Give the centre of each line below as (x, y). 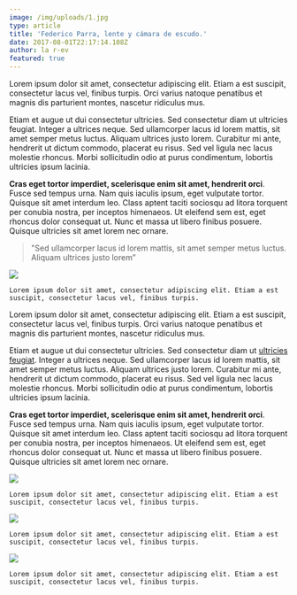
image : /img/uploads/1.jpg (59, 17)
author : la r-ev (39, 50)
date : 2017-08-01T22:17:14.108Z (69, 42)
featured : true (37, 58)
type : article (35, 26)
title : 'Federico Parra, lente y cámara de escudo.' (108, 34)
